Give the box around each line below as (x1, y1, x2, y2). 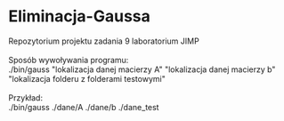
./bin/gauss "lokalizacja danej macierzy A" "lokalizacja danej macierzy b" (8, 64, 276, 75)
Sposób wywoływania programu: (8, 54, 129, 65)
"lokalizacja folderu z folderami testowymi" (8, 73, 166, 84)
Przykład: (8, 92, 44, 103)
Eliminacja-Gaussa (8, 6, 150, 27)
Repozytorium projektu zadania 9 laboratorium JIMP (8, 36, 199, 46)
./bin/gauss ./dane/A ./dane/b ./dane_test (8, 101, 159, 112)
